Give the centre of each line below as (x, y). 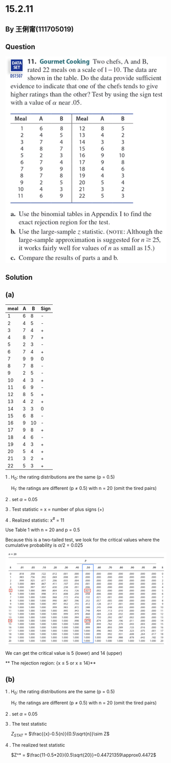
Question (20, 47)
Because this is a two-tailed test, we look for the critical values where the (82, 540)
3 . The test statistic (26, 724)
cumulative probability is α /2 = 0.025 (44, 545)
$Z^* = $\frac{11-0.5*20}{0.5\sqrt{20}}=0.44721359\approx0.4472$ (83, 755)
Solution (19, 277)
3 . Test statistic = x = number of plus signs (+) (55, 509)
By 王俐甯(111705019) (40, 29)
